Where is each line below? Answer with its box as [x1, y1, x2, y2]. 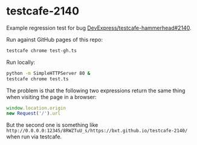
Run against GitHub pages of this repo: [6, 36, 103, 43]
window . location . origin [6, 105, 66, 111]
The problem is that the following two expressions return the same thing [6, 86, 186, 94]
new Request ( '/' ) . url [6, 111, 61, 117]
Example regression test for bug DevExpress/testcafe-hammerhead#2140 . [6, 24, 192, 31]
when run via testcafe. [6, 133, 62, 140]
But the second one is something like [6, 121, 98, 129]
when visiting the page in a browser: [6, 93, 97, 100]
